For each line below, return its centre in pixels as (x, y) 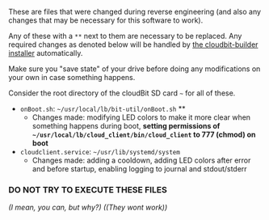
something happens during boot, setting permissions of (126, 126)
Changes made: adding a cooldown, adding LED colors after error (141, 160)
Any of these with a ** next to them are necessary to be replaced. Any (125, 36)
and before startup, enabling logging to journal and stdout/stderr (140, 169)
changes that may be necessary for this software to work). (106, 20)
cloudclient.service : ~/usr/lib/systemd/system (100, 152)
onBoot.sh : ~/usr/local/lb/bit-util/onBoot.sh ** (103, 109)
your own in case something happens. (72, 77)
